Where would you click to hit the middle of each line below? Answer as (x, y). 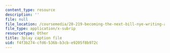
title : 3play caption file (34, 38)
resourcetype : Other (27, 33)
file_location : (21, 24)
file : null (17, 19)
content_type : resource (30, 10)
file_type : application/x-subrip (40, 29)
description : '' (22, 15)
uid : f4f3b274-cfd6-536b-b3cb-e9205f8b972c (52, 43)
